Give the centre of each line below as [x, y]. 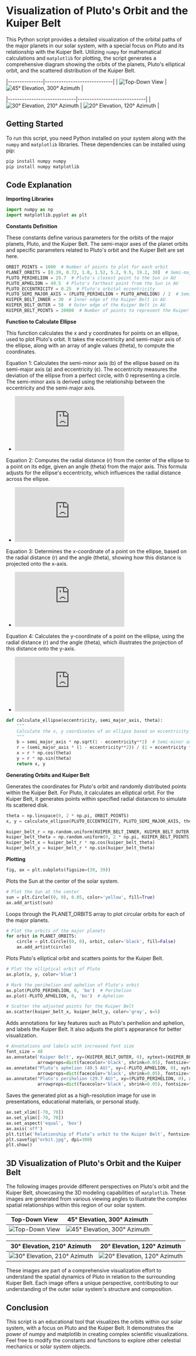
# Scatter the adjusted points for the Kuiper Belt [70, 1006]
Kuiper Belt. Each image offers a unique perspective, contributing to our [92, 1283]
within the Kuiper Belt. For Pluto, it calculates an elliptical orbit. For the [90, 792]
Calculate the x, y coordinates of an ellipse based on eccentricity [103, 731]
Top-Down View [34, 1220]
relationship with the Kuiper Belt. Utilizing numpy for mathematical [84, 51]
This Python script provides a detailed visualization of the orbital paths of [94, 39]
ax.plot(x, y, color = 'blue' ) [41, 974]
